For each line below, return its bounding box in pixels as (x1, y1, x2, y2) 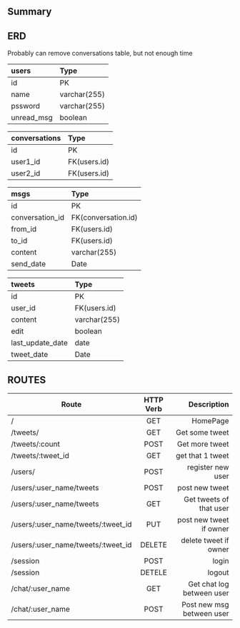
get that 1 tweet (176, 451, 229, 461)
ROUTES (7, 374, 46, 386)
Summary (7, 6, 52, 18)
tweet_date (11, 350, 49, 360)
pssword (11, 101, 41, 111)
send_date (11, 259, 46, 269)
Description (188, 400, 229, 410)
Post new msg (181, 599, 229, 609)
